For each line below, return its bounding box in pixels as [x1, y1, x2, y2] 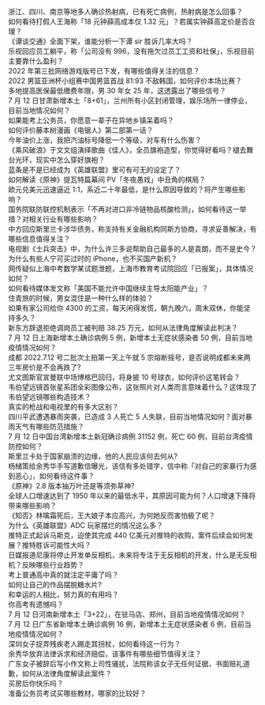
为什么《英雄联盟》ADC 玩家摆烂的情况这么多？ [8, 521, 163, 530]
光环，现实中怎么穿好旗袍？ [14, 155, 105, 164]
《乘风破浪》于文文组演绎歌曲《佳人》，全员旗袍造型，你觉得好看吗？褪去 [8, 145, 247, 154]
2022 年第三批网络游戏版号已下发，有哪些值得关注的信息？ [8, 66, 200, 75]
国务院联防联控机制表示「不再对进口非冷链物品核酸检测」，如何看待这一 [8, 205, 240, 213]
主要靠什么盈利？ [8, 56, 64, 66]
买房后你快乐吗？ [8, 679, 64, 688]
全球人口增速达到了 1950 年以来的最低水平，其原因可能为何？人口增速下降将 [8, 491, 256, 500]
